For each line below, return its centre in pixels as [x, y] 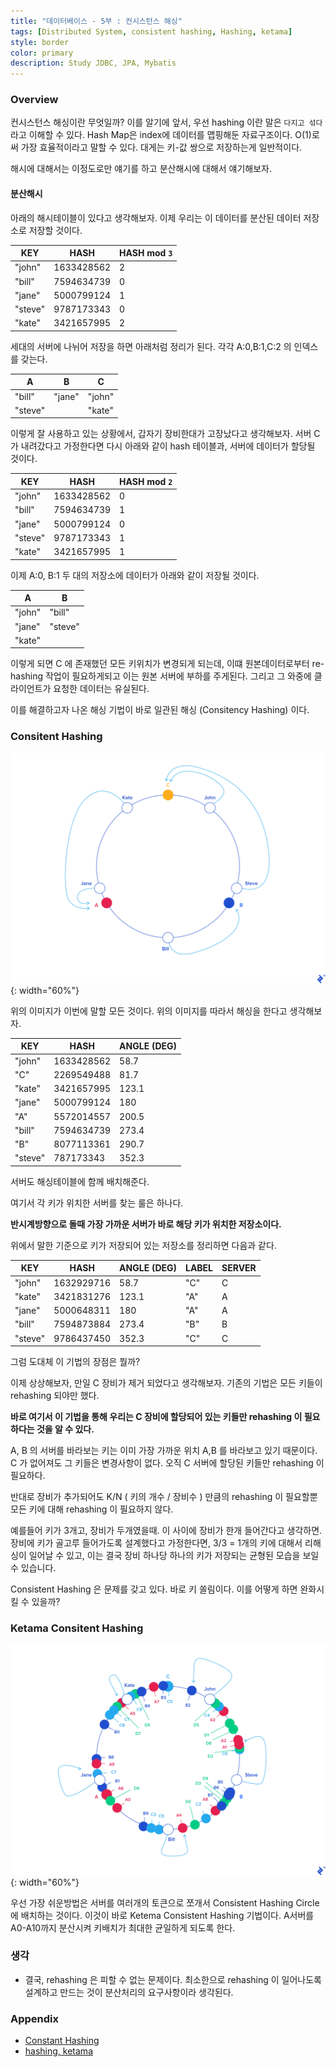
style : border [40, 42]
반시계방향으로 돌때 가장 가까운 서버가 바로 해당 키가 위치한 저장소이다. [146, 1224]
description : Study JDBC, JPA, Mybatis [93, 63]
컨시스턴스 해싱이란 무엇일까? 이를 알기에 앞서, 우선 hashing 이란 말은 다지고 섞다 [166, 122]
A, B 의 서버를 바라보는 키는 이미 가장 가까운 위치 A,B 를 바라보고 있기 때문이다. [164, 1451]
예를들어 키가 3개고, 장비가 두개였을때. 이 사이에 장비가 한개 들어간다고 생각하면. [166, 1531]
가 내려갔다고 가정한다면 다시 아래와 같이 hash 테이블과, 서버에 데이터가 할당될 [163, 446]
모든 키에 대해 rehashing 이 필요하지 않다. [92, 1509]
